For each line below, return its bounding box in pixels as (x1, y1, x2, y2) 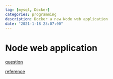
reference (5, 69, 25, 75)
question (5, 59, 23, 65)
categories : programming (5, 12, 57, 17)
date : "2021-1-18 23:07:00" (5, 21, 64, 26)
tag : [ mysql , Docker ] (5, 7, 50, 12)
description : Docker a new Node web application (5, 16, 108, 21)
